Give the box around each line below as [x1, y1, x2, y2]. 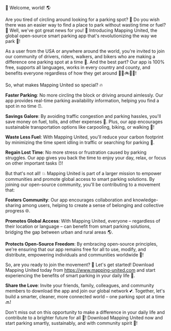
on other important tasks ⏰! [5, 160, 63, 166]
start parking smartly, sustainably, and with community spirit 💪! [5, 320, 138, 326]
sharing [5, 202, 21, 208]
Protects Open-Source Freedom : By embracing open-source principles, [5, 241, 158, 247]
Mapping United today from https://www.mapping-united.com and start [5, 267, 156, 273]
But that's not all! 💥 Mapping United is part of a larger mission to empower [5, 171, 162, 176]
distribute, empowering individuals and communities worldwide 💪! [5, 252, 144, 257]
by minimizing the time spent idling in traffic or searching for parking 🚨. [5, 139, 155, 145]
